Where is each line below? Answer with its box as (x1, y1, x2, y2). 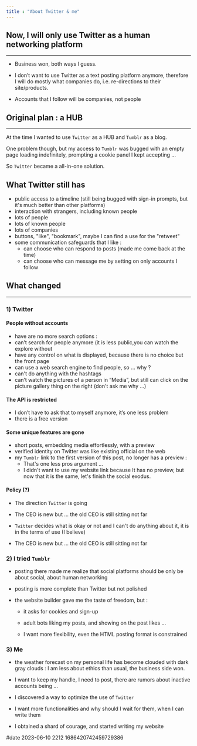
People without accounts (6, 320, 69, 327)
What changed (6, 281, 62, 291)
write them (14, 711, 41, 718)
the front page (14, 358, 50, 364)
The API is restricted (6, 396, 57, 403)
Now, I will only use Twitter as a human (6, 30, 151, 40)
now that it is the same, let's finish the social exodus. (23, 473, 151, 480)
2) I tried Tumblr (6, 554, 51, 562)
